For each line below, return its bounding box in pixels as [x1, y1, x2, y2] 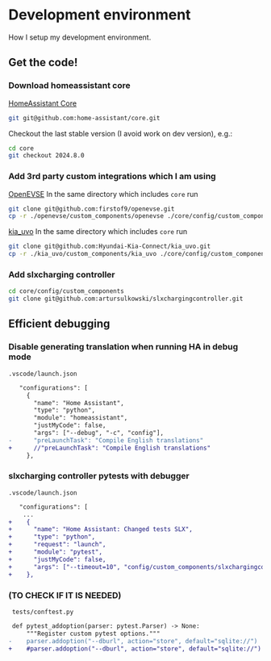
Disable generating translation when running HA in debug [8, 341, 239, 353]
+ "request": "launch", [8, 541, 106, 549]
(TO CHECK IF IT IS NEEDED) [8, 589, 122, 600]
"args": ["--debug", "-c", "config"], [33, 429, 164, 437]
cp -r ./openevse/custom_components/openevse [8, 212, 164, 220]
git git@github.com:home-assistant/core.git [8, 114, 161, 122]
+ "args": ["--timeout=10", [8, 563, 121, 571]
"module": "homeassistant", [33, 414, 128, 422]
